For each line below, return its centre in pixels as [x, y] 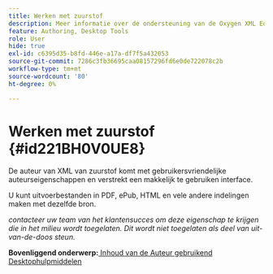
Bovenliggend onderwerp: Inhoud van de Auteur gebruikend [110, 253]
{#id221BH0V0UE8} [77, 148]
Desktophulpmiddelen [45, 262]
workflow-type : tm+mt [45, 69]
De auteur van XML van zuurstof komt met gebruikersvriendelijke [117, 171]
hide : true [27, 46]
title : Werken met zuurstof [56, 16]
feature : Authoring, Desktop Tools [69, 31]
